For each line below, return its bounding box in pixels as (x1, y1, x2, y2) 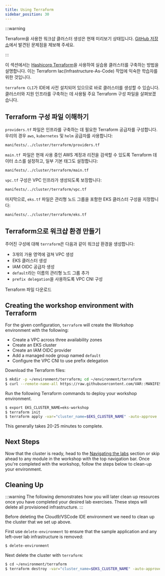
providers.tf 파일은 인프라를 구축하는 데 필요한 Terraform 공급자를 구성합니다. (5, 127, 158, 133)
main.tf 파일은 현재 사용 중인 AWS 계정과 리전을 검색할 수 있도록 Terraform (5, 152, 152, 158)
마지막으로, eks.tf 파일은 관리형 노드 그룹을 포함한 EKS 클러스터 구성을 (5, 196, 141, 202)
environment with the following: (5, 327, 69, 333)
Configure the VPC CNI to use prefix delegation (12, 358, 109, 363)
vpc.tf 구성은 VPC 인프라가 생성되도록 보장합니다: (5, 177, 102, 183)
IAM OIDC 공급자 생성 (12, 264, 55, 270)
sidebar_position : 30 (5, 12, 50, 17)
